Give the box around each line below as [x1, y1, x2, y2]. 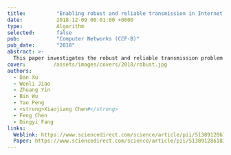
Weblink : [13, 131, 38, 138]
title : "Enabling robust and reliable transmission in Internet [7, 10, 223, 17]
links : [7, 125, 26, 132]
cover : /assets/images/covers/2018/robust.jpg [7, 61, 168, 68]
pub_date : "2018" [7, 42, 76, 49]
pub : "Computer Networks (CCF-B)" [7, 36, 140, 43]
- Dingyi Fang [13, 118, 54, 126]
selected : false [7, 29, 72, 36]
